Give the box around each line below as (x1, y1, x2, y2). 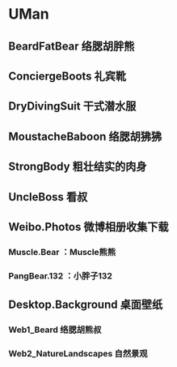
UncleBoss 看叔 (8, 190, 88, 204)
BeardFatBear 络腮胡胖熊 (8, 39, 135, 53)
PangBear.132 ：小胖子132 (8, 270, 113, 281)
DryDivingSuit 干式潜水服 (8, 99, 137, 114)
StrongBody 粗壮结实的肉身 (8, 160, 147, 174)
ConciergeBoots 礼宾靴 (8, 69, 127, 83)
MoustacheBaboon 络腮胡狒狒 (8, 129, 162, 143)
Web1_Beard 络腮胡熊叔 (8, 324, 102, 335)
